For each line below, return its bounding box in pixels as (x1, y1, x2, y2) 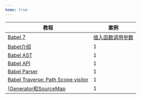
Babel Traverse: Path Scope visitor (7, 76, 88, 83)
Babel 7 (7, 33, 26, 40)
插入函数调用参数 (93, 33, 133, 40)
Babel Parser (7, 68, 38, 75)
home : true (5, 7, 28, 12)
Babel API (7, 59, 31, 66)
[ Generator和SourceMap (7, 85, 66, 92)
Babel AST (7, 51, 32, 58)
